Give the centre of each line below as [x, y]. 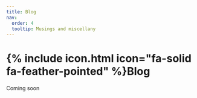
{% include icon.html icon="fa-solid [99, 59]
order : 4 [23, 23]
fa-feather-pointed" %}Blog [78, 72]
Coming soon [23, 88]
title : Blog [21, 12]
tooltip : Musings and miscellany [54, 29]
